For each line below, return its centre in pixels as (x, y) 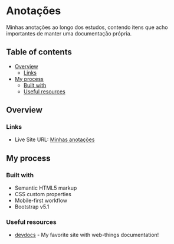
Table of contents (39, 52)
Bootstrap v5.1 (32, 207)
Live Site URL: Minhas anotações (55, 139)
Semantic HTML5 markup (46, 188)
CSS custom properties (43, 194)
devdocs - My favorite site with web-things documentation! (87, 235)
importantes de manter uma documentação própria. (69, 33)
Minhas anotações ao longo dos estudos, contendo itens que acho (87, 27)
